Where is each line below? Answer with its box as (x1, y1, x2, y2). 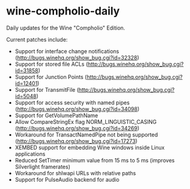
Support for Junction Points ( (14, 73, 87, 80)
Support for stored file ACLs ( (14, 60, 88, 68)
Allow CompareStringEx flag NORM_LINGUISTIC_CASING (14, 118, 157, 125)
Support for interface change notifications (14, 47, 119, 55)
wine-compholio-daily (6, 4, 120, 18)
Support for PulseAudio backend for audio (14, 176, 120, 183)
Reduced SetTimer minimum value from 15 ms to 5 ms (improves (14, 156, 175, 164)
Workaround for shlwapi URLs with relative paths (14, 169, 136, 176)
